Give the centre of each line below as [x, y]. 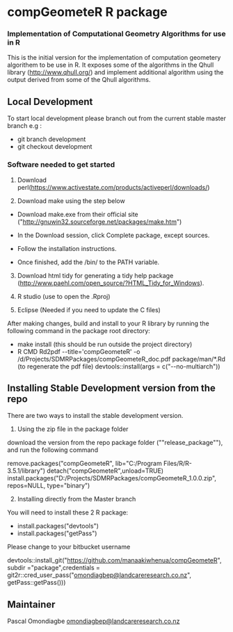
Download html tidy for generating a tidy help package [95, 275]
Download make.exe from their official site [78, 214]
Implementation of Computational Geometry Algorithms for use [116, 34]
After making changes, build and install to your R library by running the [109, 323]
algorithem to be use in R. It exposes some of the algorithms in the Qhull [111, 65]
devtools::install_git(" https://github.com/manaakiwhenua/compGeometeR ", [114, 560]
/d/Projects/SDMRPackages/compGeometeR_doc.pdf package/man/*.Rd [121, 359]
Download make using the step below [71, 201]
